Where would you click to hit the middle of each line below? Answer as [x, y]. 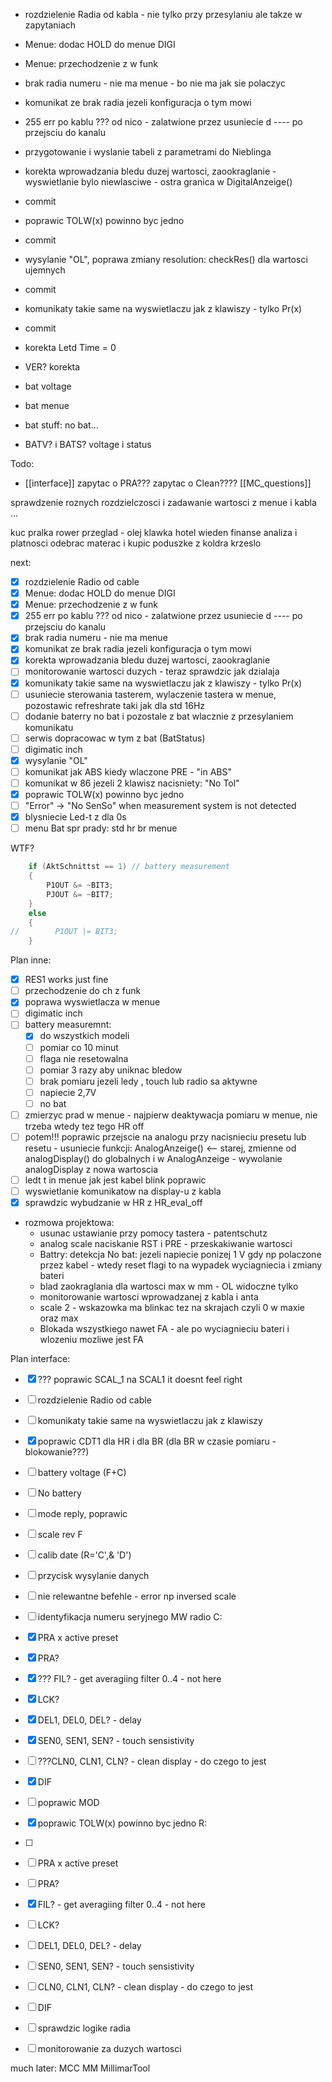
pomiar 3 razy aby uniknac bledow [111, 1070]
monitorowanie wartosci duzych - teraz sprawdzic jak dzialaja [152, 671]
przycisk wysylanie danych [93, 1576]
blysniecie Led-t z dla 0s [75, 817]
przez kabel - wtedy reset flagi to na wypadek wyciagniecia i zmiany [181, 1265]
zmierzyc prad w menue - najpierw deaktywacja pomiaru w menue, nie [171, 1115]
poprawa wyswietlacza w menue [92, 1002]
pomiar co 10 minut [79, 1047]
